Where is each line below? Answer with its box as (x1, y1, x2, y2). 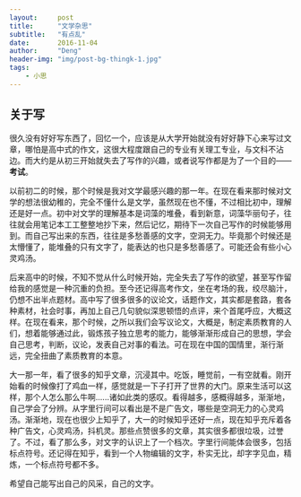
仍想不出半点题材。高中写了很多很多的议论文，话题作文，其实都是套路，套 (9, 293, 284, 305)
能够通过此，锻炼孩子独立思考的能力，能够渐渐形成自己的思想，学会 (39, 327, 292, 338)
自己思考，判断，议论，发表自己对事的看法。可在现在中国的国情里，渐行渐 (9, 338, 284, 350)
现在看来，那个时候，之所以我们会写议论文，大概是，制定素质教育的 (32, 316, 284, 327)
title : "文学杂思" (9, 22, 92, 31)
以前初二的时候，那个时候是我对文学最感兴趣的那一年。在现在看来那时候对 (9, 185, 284, 196)
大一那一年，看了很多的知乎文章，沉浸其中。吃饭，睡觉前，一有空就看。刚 (9, 369, 284, 379)
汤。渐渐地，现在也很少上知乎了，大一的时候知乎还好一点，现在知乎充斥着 (9, 414, 284, 424)
